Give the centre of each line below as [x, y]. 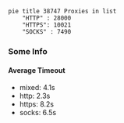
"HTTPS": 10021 [47, 25]
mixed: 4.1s [37, 88]
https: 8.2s [37, 104]
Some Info [28, 51]
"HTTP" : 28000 [47, 18]
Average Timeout [37, 70]
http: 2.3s [35, 96]
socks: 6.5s [38, 113]
